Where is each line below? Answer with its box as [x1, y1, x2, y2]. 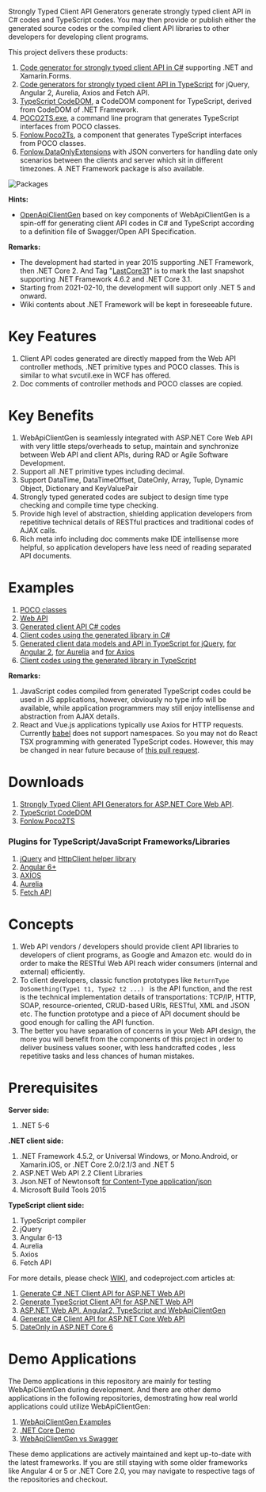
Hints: [8, 194, 29, 204]
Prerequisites [8, 1079, 99, 1097]
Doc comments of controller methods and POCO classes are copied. [19, 378, 244, 388]
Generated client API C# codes [19, 622, 121, 631]
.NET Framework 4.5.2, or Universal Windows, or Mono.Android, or [19, 1151, 238, 1160]
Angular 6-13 [19, 1233, 63, 1242]
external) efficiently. [19, 967, 85, 976]
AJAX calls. [19, 525, 58, 535]
